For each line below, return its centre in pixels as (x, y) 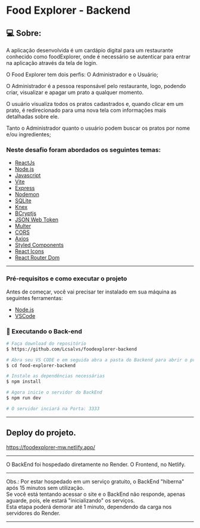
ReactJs (25, 163)
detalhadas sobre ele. (33, 116)
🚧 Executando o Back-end (44, 331)
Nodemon (27, 195)
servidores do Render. (33, 513)
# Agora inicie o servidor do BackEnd (54, 393)
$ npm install (24, 382)
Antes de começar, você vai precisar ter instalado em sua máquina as (91, 292)
